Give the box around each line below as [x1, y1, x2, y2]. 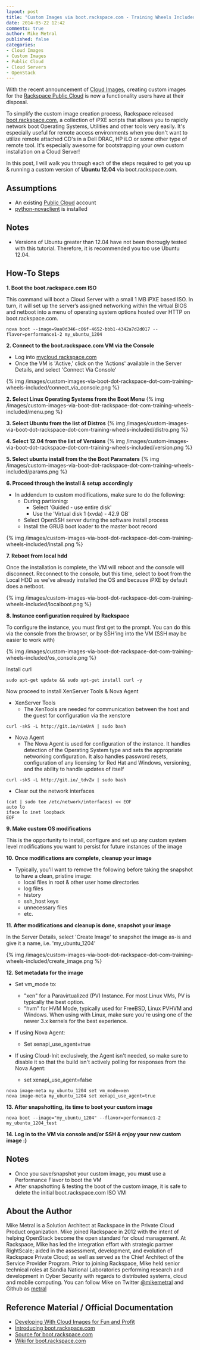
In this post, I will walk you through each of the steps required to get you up [6, 160, 192, 167]
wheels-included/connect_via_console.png [6, 384, 111, 391]
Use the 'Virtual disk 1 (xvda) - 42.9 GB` [32, 510, 130, 517]
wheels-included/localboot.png [6, 600, 83, 607]
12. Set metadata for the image [6, 969, 83, 976]
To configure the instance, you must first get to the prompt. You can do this [6, 623, 191, 631]
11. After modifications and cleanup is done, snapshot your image [6, 921, 171, 929]
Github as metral [6, 1285, 47, 1292]
